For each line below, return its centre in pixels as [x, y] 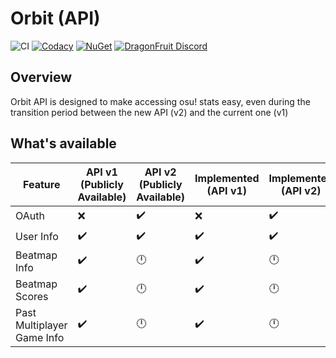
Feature [42, 184]
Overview [41, 77]
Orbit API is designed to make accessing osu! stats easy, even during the [160, 101]
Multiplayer [41, 325]
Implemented [227, 178]
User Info [37, 237]
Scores [32, 296]
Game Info [40, 337]
